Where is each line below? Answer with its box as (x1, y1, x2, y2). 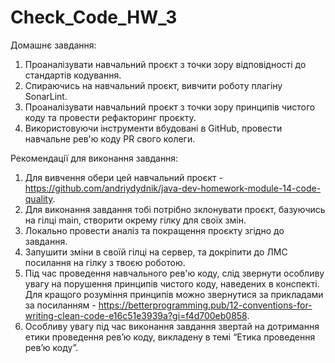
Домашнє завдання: (10, 39, 97, 51)
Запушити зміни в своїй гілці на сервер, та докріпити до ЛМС (24, 246, 288, 258)
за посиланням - (24, 299, 97, 311)
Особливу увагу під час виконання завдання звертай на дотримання (24, 320, 320, 332)
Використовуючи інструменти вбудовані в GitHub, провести (24, 122, 283, 134)
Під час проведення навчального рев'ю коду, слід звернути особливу (24, 267, 325, 279)
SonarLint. (24, 90, 68, 102)
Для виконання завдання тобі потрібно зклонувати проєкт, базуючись (24, 203, 326, 215)
